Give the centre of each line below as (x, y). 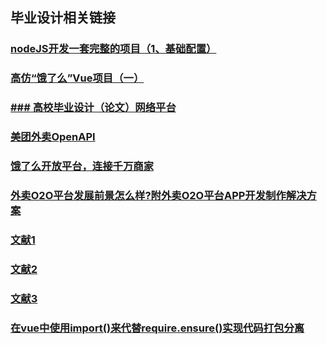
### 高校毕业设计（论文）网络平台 (93, 108)
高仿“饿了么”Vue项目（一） (77, 78)
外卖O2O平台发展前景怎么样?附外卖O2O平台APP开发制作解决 (158, 195)
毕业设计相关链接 (63, 18)
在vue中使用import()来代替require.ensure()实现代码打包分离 (157, 328)
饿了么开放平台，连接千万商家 (82, 166)
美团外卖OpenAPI (53, 137)
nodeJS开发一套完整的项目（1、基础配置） (113, 49)
